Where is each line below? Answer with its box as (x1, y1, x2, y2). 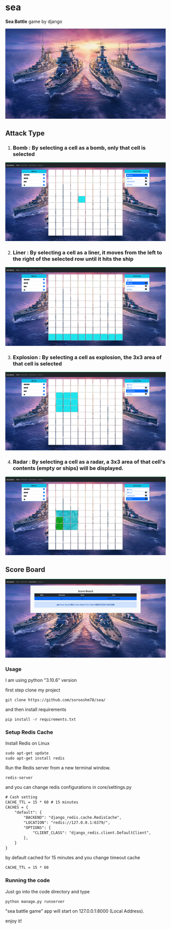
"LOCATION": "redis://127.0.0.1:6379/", (23, 820, 110, 826)
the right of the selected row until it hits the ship (12, 255, 134, 262)
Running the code (5, 877, 50, 884)
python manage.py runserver (5, 899, 65, 904)
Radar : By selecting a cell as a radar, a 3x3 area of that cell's (12, 458, 166, 465)
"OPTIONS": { (23, 825, 51, 831)
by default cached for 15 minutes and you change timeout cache (5, 855, 140, 861)
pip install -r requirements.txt (5, 717, 76, 722)
